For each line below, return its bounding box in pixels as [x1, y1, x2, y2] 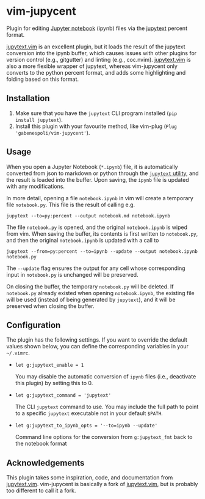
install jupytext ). [15, 116, 63, 123]
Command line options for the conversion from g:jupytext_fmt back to [15, 433, 193, 441]
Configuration [6, 320, 61, 330]
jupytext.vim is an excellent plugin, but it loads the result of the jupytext [6, 43, 185, 50]
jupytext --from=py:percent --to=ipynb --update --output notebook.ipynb [6, 248, 198, 255]
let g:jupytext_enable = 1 [15, 362, 84, 369]
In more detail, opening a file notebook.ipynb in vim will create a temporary [6, 194, 193, 201]
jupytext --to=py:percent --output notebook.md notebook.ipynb [6, 212, 171, 219]
